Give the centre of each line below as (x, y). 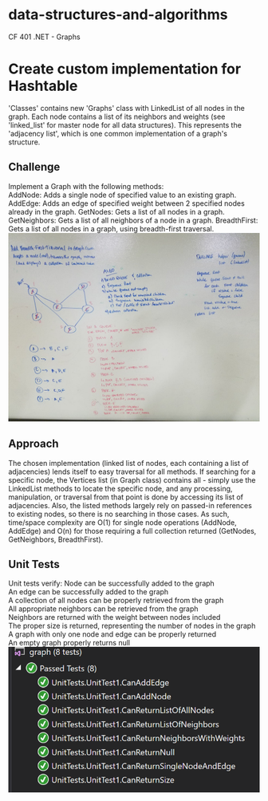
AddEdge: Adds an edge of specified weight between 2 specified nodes (126, 203)
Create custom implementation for (125, 69)
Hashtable (43, 86)
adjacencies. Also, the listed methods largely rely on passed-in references (130, 505)
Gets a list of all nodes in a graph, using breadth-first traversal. (111, 228)
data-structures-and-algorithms (118, 15)
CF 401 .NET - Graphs (45, 37)
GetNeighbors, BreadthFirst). (56, 539)
